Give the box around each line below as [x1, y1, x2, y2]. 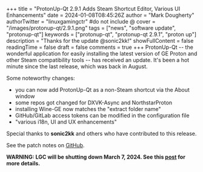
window [15, 93, 35, 100]
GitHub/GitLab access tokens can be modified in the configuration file [15, 112, 190, 119]
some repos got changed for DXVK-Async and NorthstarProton [15, 99, 173, 106]
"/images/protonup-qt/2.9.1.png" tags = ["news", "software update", [6, 24, 176, 31]
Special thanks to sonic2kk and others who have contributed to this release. [6, 130, 197, 137]
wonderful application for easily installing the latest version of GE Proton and [6, 50, 198, 57]
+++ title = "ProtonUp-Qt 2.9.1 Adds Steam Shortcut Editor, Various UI [6, 5, 181, 12]
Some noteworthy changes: [6, 75, 75, 81]
